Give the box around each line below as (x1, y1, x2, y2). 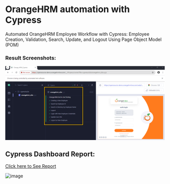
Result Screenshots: (5, 54, 57, 61)
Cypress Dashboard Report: (5, 150, 95, 158)
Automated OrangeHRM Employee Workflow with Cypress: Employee (5, 31, 150, 37)
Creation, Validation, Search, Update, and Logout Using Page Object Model (5, 36, 162, 42)
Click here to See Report (5, 163, 57, 169)
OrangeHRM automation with (5, 4, 130, 15)
